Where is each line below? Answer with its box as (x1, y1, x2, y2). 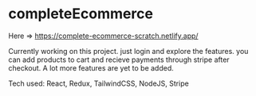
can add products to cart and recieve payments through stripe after (8, 55, 230, 64)
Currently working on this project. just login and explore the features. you (8, 46, 249, 56)
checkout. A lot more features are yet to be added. (8, 63, 174, 72)
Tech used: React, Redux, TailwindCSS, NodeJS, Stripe (8, 79, 189, 88)
